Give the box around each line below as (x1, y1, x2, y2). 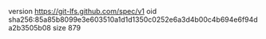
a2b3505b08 (8, 23, 52, 32)
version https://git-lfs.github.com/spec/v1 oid (8, 7, 157, 16)
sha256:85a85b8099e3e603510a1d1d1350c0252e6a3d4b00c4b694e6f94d (8, 15, 258, 24)
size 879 (53, 23, 81, 32)
